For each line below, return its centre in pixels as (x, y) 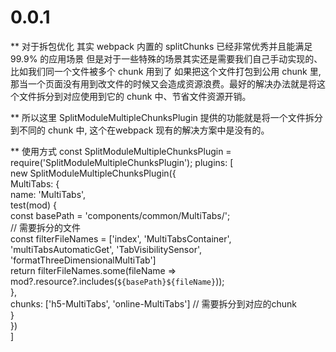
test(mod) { (33, 205)
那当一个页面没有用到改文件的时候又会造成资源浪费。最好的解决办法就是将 (163, 83)
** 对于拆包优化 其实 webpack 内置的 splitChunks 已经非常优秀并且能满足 (161, 46)
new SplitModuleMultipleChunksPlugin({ (93, 173)
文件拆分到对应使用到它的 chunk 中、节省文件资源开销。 (135, 96)
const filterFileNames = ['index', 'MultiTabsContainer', (121, 238)
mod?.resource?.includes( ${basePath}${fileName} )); (117, 281)
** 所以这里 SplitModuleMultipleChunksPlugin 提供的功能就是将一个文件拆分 (166, 117)
